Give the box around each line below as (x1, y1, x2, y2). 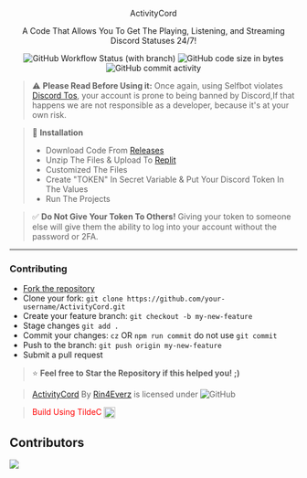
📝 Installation (31, 127, 84, 138)
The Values (45, 184, 89, 195)
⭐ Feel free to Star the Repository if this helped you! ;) (31, 367, 240, 378)
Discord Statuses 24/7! (110, 36, 197, 46)
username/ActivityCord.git (22, 303, 126, 312)
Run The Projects (45, 194, 111, 204)
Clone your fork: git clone (22, 292, 123, 304)
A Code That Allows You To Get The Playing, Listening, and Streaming (22, 26, 285, 36)
